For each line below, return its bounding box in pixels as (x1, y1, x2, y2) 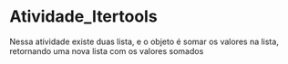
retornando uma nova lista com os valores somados (9, 45, 204, 56)
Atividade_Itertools (9, 6, 158, 27)
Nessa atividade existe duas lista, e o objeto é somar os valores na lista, (9, 36, 280, 47)
